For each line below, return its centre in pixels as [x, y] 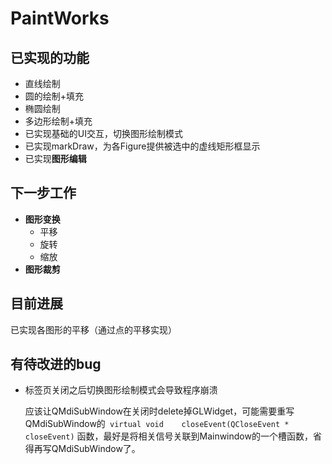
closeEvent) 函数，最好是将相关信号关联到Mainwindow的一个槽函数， [168, 436]
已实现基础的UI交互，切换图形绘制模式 [103, 133]
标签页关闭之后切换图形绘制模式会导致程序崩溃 [121, 390]
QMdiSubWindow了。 [96, 449]
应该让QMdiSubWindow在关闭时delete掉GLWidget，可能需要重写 [159, 411]
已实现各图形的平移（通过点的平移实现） [93, 329]
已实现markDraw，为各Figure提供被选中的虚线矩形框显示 [142, 146]
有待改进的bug [56, 364]
